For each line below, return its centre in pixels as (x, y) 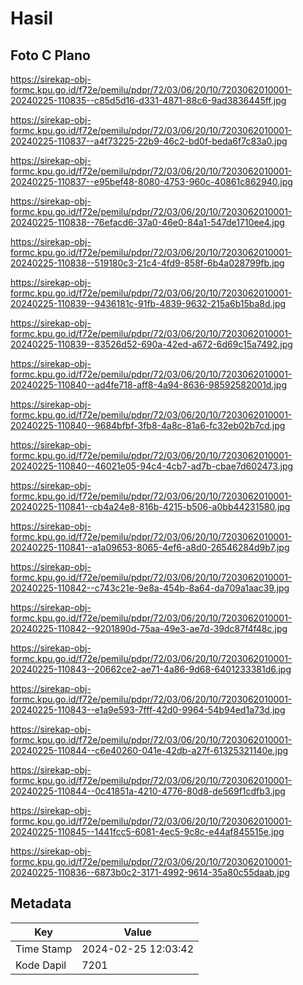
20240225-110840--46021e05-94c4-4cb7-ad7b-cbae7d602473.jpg (152, 466)
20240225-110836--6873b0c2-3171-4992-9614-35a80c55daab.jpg (150, 872)
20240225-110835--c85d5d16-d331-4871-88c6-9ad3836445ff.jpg (148, 100)
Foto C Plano (50, 55)
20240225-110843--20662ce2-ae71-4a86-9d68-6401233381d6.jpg (151, 669)
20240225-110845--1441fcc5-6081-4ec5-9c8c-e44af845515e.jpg (147, 831)
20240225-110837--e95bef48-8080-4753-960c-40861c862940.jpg (151, 181)
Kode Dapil (41, 965)
